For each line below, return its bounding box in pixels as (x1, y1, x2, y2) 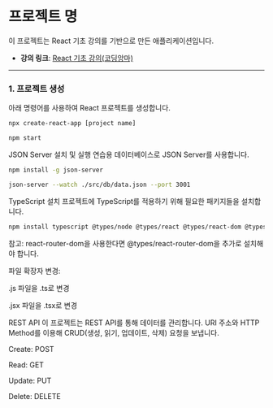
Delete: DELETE (8, 391, 61, 401)
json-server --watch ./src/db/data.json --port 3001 (8, 180, 191, 189)
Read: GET (8, 359, 45, 370)
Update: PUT (8, 375, 52, 385)
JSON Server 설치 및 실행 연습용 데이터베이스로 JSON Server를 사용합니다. (8, 150, 249, 159)
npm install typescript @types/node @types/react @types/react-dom (8, 223, 242, 231)
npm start (8, 134, 42, 142)
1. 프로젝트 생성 (8, 83, 65, 94)
